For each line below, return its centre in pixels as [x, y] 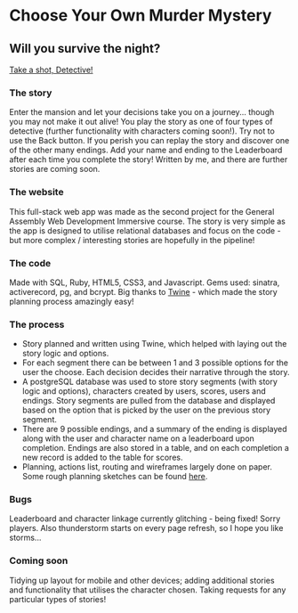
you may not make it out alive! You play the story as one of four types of [141, 122]
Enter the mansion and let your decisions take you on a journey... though [142, 112]
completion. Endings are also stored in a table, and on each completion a [155, 448]
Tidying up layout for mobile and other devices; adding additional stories [142, 580]
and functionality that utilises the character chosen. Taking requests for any [148, 590]
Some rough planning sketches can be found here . [115, 477]
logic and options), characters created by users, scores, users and [144, 391]
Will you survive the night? [85, 49]
